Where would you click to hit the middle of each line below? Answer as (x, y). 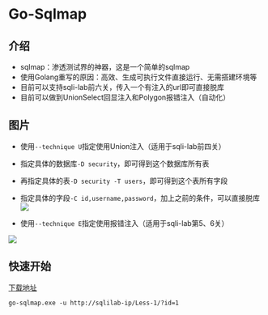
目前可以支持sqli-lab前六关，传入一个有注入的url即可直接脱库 (122, 87)
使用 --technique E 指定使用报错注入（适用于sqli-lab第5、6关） (124, 223)
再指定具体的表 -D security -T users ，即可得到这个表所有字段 (124, 181)
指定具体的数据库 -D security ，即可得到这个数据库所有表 (115, 164)
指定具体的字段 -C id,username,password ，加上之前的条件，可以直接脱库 (140, 198)
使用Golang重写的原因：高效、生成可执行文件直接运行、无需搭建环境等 (138, 77)
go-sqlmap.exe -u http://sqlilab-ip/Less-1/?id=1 (94, 303)
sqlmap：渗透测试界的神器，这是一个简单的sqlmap (105, 67)
